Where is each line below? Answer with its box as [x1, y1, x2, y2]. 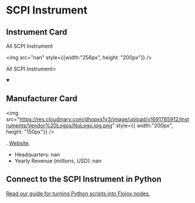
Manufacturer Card [6, 94, 78, 104]
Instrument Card [6, 27, 67, 37]
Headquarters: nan [14, 151, 60, 158]
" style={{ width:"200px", [112, 122, 173, 129]
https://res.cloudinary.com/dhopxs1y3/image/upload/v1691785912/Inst [19, 115, 189, 122]
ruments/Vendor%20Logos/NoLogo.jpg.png [6, 122, 112, 129]
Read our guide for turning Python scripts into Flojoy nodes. [6, 189, 150, 197]
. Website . [6, 139, 30, 147]
